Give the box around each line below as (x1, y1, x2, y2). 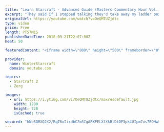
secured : (5, 119, 23, 125)
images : (5, 92, 21, 97)
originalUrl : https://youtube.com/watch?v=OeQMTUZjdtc (5, 16, 119, 21)
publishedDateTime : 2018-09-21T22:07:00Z (5, 35, 91, 40)
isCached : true (14, 110, 45, 115)
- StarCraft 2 (9, 79, 38, 84)
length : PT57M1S (5, 30, 38, 35)
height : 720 (14, 106, 38, 111)
